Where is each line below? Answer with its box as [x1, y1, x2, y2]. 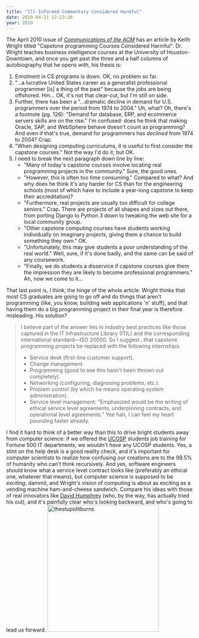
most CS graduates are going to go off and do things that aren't [6, 293, 162, 301]
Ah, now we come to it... [23, 275, 83, 283]
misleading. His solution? [6, 312, 67, 319]
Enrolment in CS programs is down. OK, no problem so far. [14, 73, 158, 80]
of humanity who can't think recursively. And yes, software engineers [6, 461, 176, 468]
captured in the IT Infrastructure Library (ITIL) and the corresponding [20, 330, 190, 337]
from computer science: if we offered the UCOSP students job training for [6, 435, 187, 442]
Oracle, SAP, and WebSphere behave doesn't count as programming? [14, 123, 185, 131]
